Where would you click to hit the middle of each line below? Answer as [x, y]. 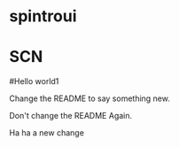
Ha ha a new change [47, 133]
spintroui [43, 16]
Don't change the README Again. [71, 116]
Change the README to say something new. [89, 98]
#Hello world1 [34, 81]
